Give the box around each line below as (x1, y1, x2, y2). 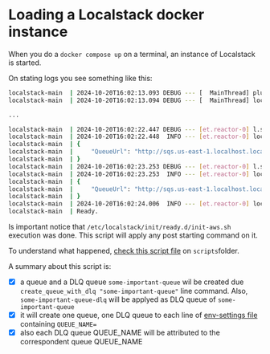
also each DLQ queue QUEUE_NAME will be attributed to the (19, 328, 221, 338)
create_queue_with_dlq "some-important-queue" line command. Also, (19, 287, 248, 296)
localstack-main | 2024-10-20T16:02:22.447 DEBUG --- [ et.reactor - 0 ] (8, 125, 250, 133)
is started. (8, 58, 42, 67)
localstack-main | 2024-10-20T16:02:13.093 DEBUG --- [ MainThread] (8, 88, 250, 97)
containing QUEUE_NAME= (19, 319, 97, 329)
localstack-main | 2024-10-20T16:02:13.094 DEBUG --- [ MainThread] (8, 96, 250, 104)
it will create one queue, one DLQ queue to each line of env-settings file (19, 311, 258, 320)
